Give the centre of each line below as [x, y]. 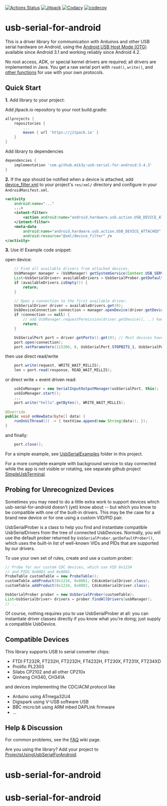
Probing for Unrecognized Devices [60, 490]
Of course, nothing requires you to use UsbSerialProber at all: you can [77, 613]
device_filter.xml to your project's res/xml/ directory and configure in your [81, 185]
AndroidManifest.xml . [27, 190]
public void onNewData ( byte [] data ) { [45, 416]
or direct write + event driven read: [41, 380]
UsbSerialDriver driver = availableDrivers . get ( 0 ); [69, 305]
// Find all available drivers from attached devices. [72, 269]
